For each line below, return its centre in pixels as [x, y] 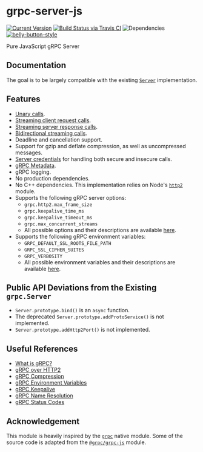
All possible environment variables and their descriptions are [100, 262]
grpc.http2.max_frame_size [58, 205]
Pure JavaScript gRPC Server [43, 46]
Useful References [42, 348]
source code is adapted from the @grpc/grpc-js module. [76, 442]
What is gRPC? [34, 363]
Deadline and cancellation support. [59, 139]
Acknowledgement [43, 421]
